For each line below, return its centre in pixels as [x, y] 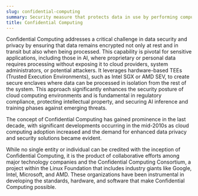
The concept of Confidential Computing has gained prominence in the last [96, 119]
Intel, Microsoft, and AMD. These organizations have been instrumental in [95, 175]
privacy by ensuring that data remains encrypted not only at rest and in [92, 45]
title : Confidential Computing [44, 22]
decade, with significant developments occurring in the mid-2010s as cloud [98, 126]
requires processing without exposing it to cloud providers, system [87, 64]
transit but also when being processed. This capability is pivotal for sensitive [99, 52]
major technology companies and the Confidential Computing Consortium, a [99, 162]
